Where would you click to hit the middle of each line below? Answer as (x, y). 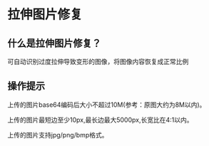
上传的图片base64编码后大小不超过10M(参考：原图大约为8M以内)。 (107, 105)
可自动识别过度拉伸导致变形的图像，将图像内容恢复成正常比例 (98, 62)
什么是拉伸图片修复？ (54, 43)
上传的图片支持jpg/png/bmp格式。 (58, 135)
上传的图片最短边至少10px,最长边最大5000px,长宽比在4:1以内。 (100, 120)
